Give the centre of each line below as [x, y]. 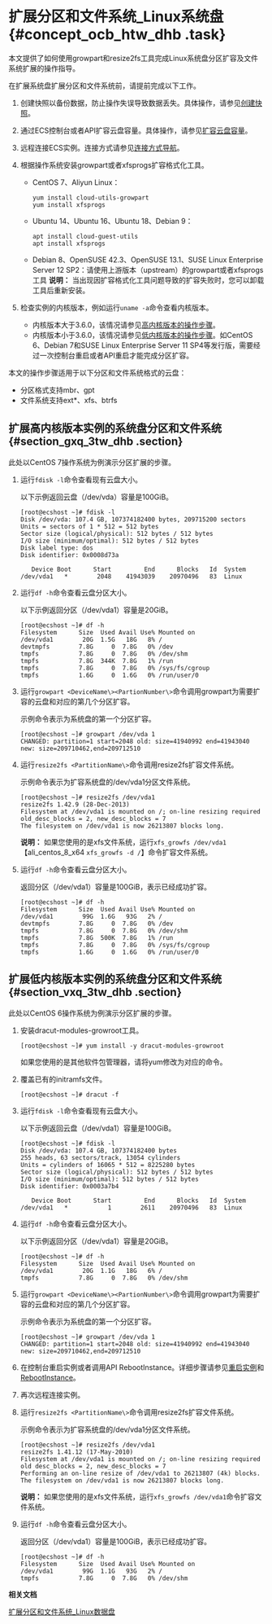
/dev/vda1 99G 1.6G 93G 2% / [91, 916]
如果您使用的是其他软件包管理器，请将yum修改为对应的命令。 [123, 1062]
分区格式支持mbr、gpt [57, 390]
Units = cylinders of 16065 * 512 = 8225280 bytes [108, 1165]
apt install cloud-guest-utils [85, 236]
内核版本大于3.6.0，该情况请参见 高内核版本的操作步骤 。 [126, 325]
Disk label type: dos [56, 548]
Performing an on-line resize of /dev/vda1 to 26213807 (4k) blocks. [140, 1473]
